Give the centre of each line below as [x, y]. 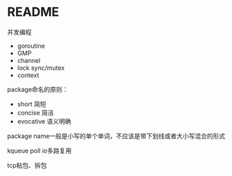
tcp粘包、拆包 [27, 165]
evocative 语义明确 [44, 121]
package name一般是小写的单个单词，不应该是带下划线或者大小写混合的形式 [116, 136]
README [33, 12]
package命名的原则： [38, 89]
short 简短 [32, 104]
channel [29, 60]
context [28, 75]
